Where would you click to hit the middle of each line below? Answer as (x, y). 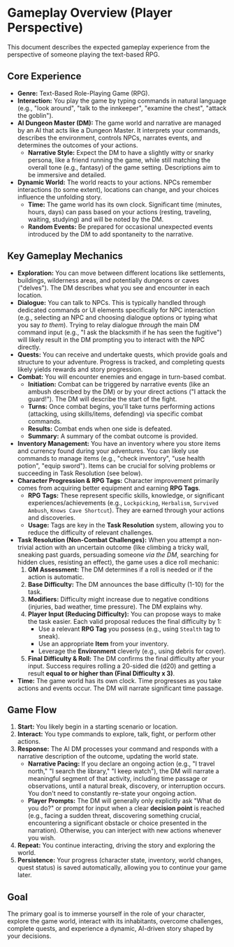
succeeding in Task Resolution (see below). (80, 473)
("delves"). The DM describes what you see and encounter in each (114, 288)
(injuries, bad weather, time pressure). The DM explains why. (115, 606)
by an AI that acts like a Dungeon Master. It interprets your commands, (119, 130)
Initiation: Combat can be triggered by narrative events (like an (118, 384)
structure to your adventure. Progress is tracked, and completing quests (121, 361)
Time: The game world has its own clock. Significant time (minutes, (125, 204)
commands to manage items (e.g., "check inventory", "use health (111, 458)
